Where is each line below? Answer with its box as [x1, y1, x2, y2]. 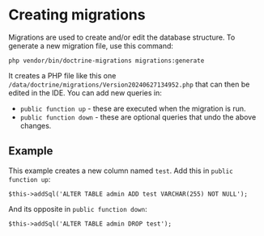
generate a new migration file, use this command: [8, 40, 174, 50]
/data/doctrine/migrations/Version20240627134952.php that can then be [8, 79, 250, 89]
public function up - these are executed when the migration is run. [19, 103, 246, 113]
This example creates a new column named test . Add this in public [8, 166, 233, 175]
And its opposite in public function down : [8, 204, 147, 213]
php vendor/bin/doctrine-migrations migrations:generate [8, 57, 205, 65]
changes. [19, 120, 52, 130]
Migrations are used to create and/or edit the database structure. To [8, 32, 236, 42]
